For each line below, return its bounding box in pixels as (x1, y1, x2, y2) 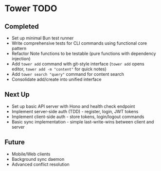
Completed (4, 22, 39, 31)
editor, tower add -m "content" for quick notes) (11, 66, 107, 72)
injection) (11, 56, 31, 61)
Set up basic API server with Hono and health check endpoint (11, 103, 135, 109)
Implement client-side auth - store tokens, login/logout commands (11, 114, 144, 120)
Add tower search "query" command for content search (11, 71, 125, 77)
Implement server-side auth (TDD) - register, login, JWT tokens (11, 108, 139, 114)
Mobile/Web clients (11, 151, 51, 157)
